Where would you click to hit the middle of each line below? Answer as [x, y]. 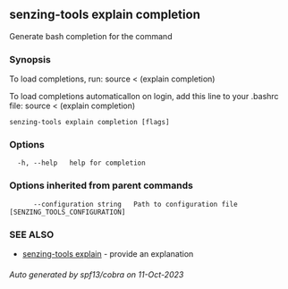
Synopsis [30, 59]
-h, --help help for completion [81, 163]
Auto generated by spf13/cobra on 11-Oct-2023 [97, 274]
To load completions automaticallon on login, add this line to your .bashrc [144, 97]
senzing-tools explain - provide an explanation [108, 254]
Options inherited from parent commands [102, 185]
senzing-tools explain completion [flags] [89, 123]
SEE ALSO [32, 234]
